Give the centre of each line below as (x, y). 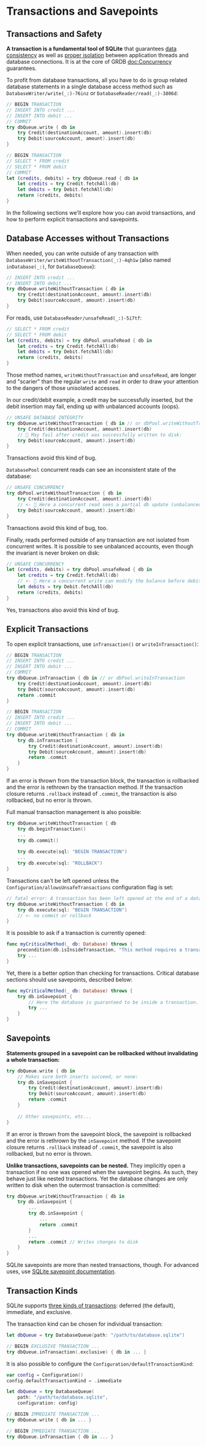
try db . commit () (38, 840)
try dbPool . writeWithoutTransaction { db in (64, 493)
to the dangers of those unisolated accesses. (63, 388)
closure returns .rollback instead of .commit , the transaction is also (92, 794)
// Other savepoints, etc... (55, 1117)
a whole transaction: (33, 1060)
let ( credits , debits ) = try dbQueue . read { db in (72, 178)
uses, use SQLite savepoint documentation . (61, 1272)
